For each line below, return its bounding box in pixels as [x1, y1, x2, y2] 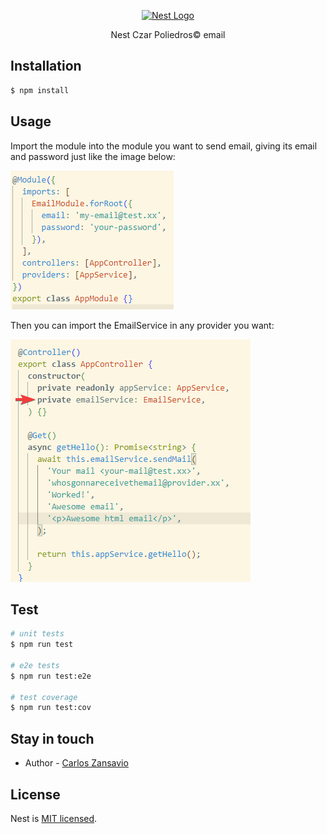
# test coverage [10, 692, 78, 702]
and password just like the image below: [10, 150, 176, 162]
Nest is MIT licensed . [10, 812, 98, 824]
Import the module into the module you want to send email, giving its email [10, 140, 318, 152]
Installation [10, 58, 82, 75]
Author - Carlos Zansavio [24, 757, 129, 769]
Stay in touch [10, 730, 95, 747]
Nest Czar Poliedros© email [110, 29, 226, 40]
